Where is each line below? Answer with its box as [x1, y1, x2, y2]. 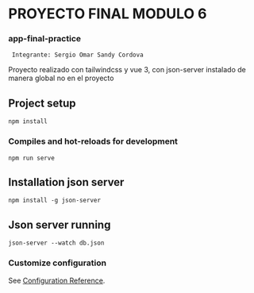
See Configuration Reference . [8, 276, 106, 285]
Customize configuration [8, 257, 107, 268]
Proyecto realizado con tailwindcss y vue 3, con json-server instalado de [8, 65, 246, 75]
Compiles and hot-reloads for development [8, 136, 179, 147]
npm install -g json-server [8, 196, 102, 205]
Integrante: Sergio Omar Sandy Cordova [11, 51, 144, 60]
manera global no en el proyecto [8, 73, 114, 83]
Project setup [8, 96, 77, 110]
